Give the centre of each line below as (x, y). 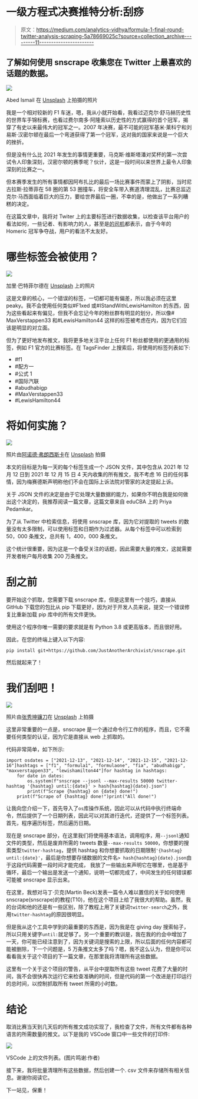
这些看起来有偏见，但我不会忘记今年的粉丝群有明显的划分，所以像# (93, 312)
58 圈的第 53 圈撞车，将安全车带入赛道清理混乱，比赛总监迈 (118, 189)
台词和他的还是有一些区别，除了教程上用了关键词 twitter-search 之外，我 (99, 907)
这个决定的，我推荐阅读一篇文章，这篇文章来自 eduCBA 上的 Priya (91, 501)
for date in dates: (41, 776)
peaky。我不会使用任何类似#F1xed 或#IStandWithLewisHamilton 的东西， (95, 305)
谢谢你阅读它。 (34, 1078)
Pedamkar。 (21, 509)
